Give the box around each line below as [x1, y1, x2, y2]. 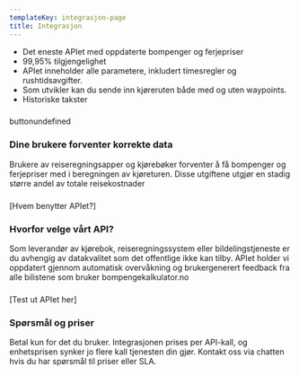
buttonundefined [9, 116, 72, 126]
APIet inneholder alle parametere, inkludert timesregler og [22, 65, 237, 76]
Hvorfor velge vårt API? [9, 222, 114, 235]
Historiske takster [22, 93, 88, 104]
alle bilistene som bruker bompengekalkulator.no [9, 271, 189, 283]
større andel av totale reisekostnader [9, 178, 145, 188]
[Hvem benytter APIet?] [9, 200, 97, 211]
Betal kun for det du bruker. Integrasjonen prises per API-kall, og [9, 337, 249, 348]
